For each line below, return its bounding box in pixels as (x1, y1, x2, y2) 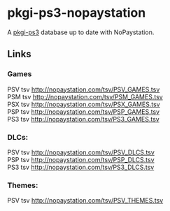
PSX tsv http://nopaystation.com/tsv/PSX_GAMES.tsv (7, 100, 160, 108)
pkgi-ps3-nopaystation (7, 5, 146, 21)
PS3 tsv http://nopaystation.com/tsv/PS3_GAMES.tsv (7, 115, 160, 123)
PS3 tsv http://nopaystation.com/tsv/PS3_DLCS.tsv (7, 163, 155, 171)
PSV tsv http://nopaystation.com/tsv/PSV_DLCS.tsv (7, 148, 155, 157)
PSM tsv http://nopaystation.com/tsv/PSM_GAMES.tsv (7, 92, 163, 101)
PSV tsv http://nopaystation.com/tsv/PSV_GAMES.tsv (7, 85, 160, 94)
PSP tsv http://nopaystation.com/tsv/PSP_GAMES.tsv (7, 107, 160, 116)
